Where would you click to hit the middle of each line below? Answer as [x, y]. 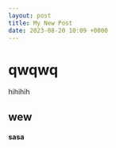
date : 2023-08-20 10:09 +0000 [58, 30]
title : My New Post [41, 23]
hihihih [19, 92]
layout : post [30, 16]
